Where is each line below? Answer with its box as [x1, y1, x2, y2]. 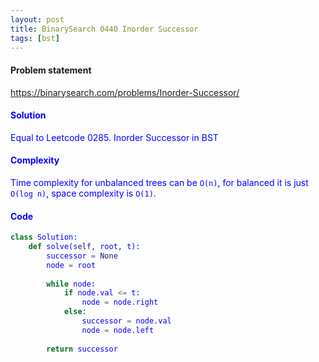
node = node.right [81, 297, 159, 308]
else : [63, 307, 87, 317]
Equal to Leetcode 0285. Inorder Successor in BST [10, 131, 219, 143]
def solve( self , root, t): [28, 242, 141, 252]
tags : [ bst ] [10, 33, 60, 43]
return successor [46, 344, 118, 354]
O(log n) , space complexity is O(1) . [10, 187, 157, 199]
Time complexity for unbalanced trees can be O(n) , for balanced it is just [10, 176, 309, 188]
